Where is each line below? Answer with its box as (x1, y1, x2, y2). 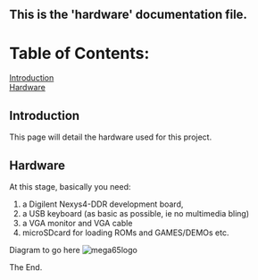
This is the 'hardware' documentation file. (9, 7, 248, 22)
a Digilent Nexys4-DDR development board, (21, 199, 184, 209)
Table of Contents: (9, 43, 150, 64)
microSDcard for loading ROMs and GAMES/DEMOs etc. (21, 227, 229, 238)
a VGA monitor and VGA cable (21, 217, 133, 228)
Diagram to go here (9, 244, 80, 255)
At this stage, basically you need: (9, 181, 131, 191)
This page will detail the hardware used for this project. (9, 132, 212, 142)
